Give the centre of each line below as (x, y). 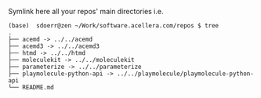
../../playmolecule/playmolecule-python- (185, 74)
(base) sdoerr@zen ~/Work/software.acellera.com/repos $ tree (114, 26)
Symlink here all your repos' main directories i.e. (86, 11)
